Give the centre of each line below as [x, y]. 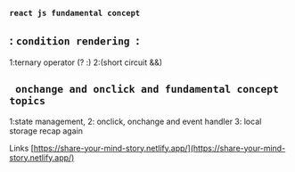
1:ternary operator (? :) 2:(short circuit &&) [86, 62]
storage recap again [46, 131]
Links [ [21, 148]
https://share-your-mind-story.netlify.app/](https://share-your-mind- [160, 148]
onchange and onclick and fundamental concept [147, 90]
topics [28, 101]
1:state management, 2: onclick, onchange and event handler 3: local [135, 121]
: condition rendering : [74, 41]
